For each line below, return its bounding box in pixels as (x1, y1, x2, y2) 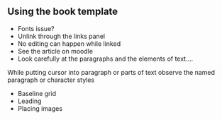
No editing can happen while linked (17, 39, 121, 48)
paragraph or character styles (7, 76, 95, 84)
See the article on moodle (17, 47, 94, 55)
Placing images (17, 104, 62, 112)
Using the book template (7, 6, 118, 18)
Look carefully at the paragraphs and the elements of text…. (17, 54, 194, 63)
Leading (17, 97, 42, 105)
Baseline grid (17, 89, 57, 97)
